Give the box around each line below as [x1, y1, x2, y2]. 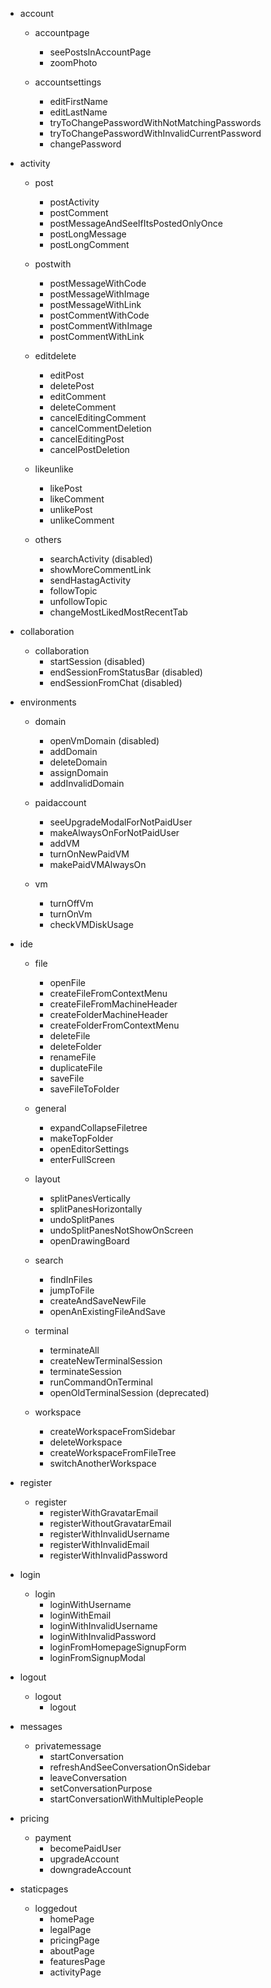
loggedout [34, 1903, 78, 1914]
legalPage [49, 1924, 92, 1935]
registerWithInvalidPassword [49, 1549, 168, 1561]
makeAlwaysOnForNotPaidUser [49, 827, 180, 838]
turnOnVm [49, 908, 93, 920]
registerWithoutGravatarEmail [49, 1518, 172, 1529]
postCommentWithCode [49, 309, 150, 321]
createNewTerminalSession [49, 1355, 163, 1367]
